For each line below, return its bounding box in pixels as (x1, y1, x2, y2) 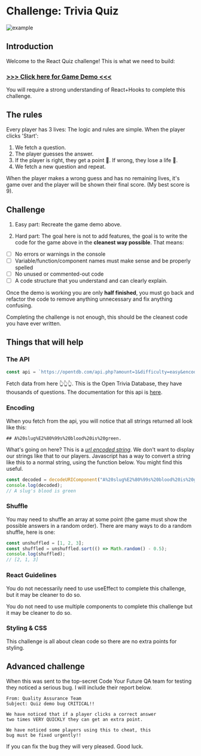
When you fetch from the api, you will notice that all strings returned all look (6, 417, 193, 425)
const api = (6, 369, 36, 375)
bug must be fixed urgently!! (6, 732, 82, 738)
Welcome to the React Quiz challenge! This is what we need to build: (6, 57, 175, 64)
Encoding (6, 404, 35, 412)
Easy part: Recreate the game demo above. (14, 220, 122, 228)
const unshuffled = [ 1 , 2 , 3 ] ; (6, 540, 84, 546)
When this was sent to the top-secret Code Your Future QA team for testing (6, 677, 192, 685)
